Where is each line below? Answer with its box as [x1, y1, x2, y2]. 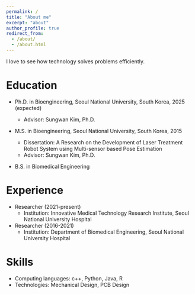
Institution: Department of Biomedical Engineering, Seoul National [23, 228, 184, 235]
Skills [6, 255, 34, 269]
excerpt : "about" [6, 20, 49, 25]
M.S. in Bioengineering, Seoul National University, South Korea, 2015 [14, 127, 183, 134]
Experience [6, 184, 63, 197]
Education [6, 79, 57, 92]
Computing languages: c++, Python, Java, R [14, 274, 123, 282]
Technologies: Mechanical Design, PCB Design [14, 281, 130, 288]
